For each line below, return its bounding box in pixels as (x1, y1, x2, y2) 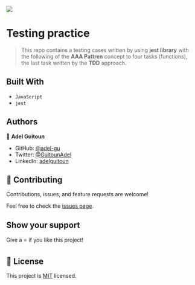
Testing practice (6, 27, 90, 40)
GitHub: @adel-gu (14, 144, 60, 152)
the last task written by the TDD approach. (21, 59, 127, 66)
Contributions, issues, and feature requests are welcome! (6, 191, 149, 198)
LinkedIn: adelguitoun (14, 157, 69, 164)
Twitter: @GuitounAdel (14, 151, 72, 158)
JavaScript (14, 94, 43, 100)
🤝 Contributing (6, 175, 63, 185)
